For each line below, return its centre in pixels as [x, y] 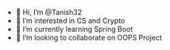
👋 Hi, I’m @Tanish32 [48, 12]
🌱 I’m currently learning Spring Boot [74, 29]
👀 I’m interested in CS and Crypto [70, 21]
